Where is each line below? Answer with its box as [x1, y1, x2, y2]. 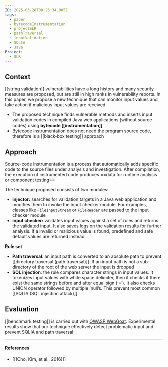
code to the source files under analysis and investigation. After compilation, [5, 166, 161, 172]
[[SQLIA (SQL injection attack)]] [12, 291, 78, 296]
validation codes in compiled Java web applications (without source [12, 117, 152, 123]
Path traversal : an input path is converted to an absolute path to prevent [12, 253, 161, 259]
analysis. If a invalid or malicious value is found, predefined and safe [12, 228, 153, 234]
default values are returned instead [12, 234, 85, 239]
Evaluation [5, 305, 39, 314]
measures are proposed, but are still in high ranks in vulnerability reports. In [5, 91, 161, 97]
